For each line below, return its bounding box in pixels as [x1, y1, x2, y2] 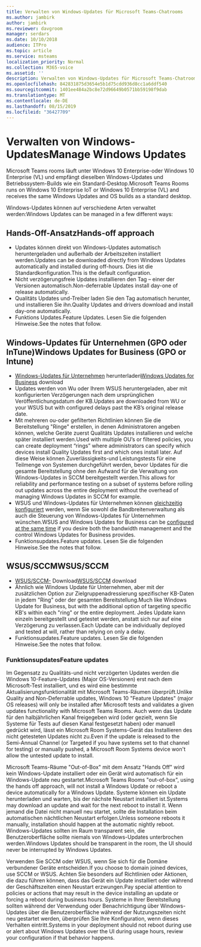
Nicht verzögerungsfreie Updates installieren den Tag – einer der [14, 276, 175, 283]
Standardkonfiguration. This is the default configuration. [14, 269, 151, 277]
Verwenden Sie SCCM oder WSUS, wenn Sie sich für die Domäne [6, 858, 168, 865]
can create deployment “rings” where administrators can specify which [14, 442, 191, 449]
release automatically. [14, 289, 69, 296]
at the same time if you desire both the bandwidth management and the [14, 524, 191, 532]
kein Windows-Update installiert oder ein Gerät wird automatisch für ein [6, 770, 184, 777]
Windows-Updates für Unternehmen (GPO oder [6, 338, 187, 348]
